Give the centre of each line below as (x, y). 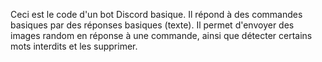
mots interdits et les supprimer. (74, 46)
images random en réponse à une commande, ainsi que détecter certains (161, 35)
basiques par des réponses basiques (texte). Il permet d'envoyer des (152, 25)
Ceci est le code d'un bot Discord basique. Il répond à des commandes (156, 14)
